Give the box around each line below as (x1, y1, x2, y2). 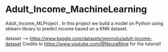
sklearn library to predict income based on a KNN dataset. (5, 25, 128, 31)
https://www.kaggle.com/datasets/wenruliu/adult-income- (29, 35, 153, 41)
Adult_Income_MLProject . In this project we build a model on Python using (5, 20, 163, 26)
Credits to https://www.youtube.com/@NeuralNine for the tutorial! (22, 40, 161, 46)
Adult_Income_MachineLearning (5, 4, 148, 15)
